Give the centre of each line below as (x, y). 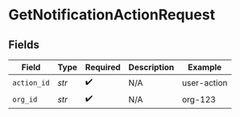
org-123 (199, 99)
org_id (25, 99)
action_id (31, 83)
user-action (205, 82)
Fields (24, 45)
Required (103, 67)
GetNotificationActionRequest (112, 15)
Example (205, 67)
